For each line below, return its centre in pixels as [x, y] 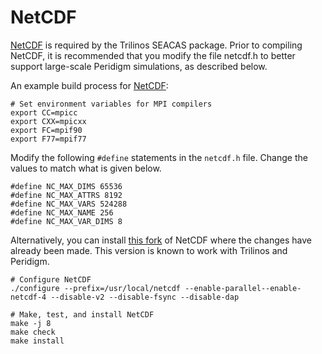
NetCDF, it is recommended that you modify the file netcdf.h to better [153, 55]
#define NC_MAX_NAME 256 [62, 212]
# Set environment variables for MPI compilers [111, 104]
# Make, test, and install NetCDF [82, 314]
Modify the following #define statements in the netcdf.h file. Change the [159, 157]
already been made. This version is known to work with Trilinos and [149, 250]
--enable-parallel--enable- [243, 288]
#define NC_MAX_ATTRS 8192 [66, 195]
